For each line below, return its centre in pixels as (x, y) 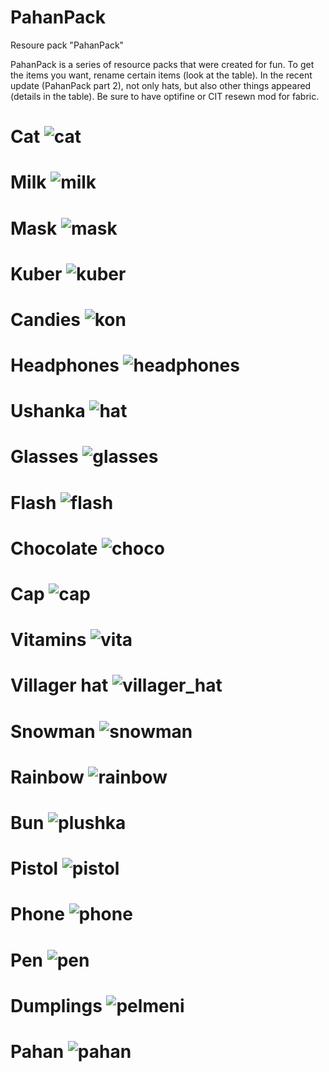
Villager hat (59, 685)
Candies (45, 319)
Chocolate (54, 548)
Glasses (44, 457)
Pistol (34, 868)
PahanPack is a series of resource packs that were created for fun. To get (162, 64)
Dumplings (56, 1005)
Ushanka (48, 411)
